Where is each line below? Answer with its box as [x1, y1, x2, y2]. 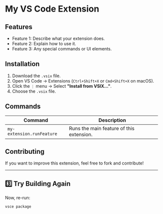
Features [5, 23, 33, 31]
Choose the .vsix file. [12, 88, 56, 94]
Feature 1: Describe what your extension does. [12, 35, 105, 41]
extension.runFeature [7, 131, 57, 136]
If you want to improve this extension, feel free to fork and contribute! [5, 160, 144, 166]
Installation [5, 60, 40, 68]
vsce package [5, 204, 32, 209]
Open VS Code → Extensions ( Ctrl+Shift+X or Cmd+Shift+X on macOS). [12, 78, 154, 83]
